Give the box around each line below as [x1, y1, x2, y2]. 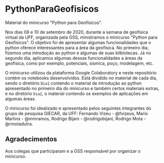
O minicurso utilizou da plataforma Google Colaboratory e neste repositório [5, 70, 157, 75]
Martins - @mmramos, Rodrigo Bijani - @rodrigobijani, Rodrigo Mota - [5, 116, 146, 121]
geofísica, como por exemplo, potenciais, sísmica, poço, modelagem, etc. [5, 60, 154, 66]
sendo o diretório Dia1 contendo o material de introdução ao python [5, 80, 142, 86]
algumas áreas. [5, 95, 36, 101]
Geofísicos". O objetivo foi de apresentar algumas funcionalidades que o [5, 39, 151, 45]
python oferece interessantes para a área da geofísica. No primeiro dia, [5, 45, 149, 50]
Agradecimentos [5, 135, 57, 143]
